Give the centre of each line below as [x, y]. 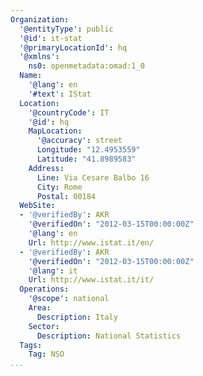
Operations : [44, 289]
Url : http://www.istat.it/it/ [91, 280]
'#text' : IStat [60, 94]
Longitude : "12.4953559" [88, 150]
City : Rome [59, 187]
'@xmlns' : [39, 57]
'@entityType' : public [66, 29]
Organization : [40, 19]
